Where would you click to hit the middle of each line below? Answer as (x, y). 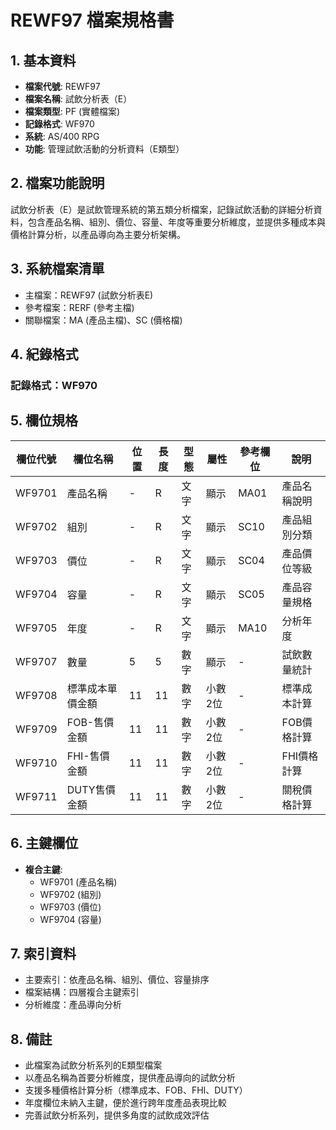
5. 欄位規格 (44, 421)
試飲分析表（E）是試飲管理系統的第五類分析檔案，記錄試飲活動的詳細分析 (162, 209)
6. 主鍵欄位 (44, 843)
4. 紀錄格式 (44, 354)
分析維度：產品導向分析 (73, 1005)
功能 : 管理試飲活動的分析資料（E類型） (104, 149)
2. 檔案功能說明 (57, 183)
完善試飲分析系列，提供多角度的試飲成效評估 (117, 1115)
